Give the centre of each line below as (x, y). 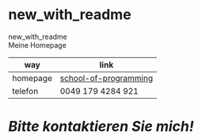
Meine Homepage (38, 45)
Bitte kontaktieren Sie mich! (101, 127)
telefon (25, 91)
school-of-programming (106, 78)
